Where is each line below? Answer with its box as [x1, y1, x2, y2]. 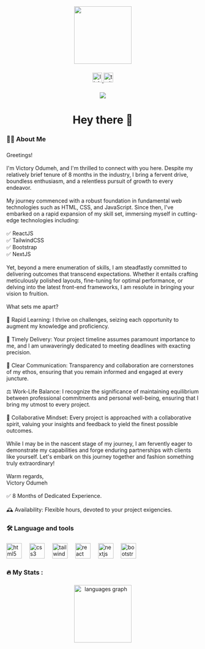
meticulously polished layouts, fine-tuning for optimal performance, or [6, 276, 184, 284]
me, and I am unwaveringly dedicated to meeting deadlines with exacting [6, 342, 191, 349]
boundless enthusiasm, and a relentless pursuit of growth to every [6, 177, 173, 185]
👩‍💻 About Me [6, 134, 46, 143]
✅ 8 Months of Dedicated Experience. [6, 492, 102, 499]
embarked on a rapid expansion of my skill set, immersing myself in [6, 210, 176, 217]
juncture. [6, 375, 29, 382]
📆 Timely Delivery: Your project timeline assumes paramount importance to [6, 335, 196, 343]
